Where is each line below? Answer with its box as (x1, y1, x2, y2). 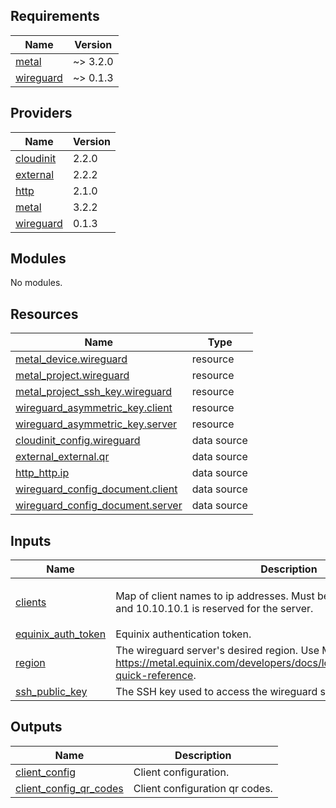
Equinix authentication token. (115, 627, 252, 641)
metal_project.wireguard (15, 369, 130, 383)
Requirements (10, 8, 100, 25)
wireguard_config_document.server (15, 499, 183, 513)
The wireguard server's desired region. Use (115, 644, 320, 658)
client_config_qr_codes (15, 781, 124, 795)
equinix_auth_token (15, 627, 107, 641)
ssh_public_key (15, 685, 88, 699)
